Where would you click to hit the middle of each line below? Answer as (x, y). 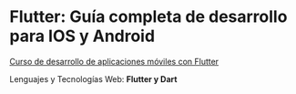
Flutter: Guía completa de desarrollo (148, 17)
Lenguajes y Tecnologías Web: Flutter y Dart (93, 78)
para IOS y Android (82, 36)
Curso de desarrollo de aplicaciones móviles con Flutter (114, 61)
